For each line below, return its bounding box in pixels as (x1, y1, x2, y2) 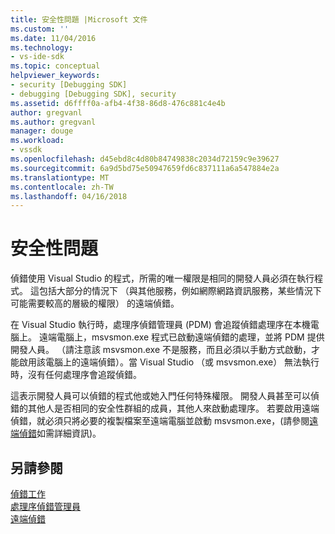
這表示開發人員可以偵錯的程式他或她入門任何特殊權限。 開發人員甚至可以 (10, 390, 311, 402)
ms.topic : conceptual (10, 61, 101, 71)
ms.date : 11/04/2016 (10, 33, 97, 43)
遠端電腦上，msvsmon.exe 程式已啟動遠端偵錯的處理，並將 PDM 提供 (38, 331, 325, 343)
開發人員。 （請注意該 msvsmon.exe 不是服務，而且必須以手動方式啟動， (10, 344, 312, 356)
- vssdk (10, 145, 43, 155)
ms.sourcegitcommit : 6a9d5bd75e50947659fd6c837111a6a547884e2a (10, 163, 280, 173)
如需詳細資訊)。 (36, 427, 102, 440)
